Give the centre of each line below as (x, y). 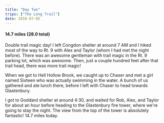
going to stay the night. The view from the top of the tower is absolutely (77, 110)
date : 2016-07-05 (23, 18)
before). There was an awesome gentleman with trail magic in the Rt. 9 (76, 55)
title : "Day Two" (23, 9)
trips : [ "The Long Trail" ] (32, 14)
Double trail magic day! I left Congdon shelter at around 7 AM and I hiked (78, 45)
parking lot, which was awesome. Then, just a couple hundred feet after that (82, 60)
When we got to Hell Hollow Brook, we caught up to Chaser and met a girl (79, 75)
